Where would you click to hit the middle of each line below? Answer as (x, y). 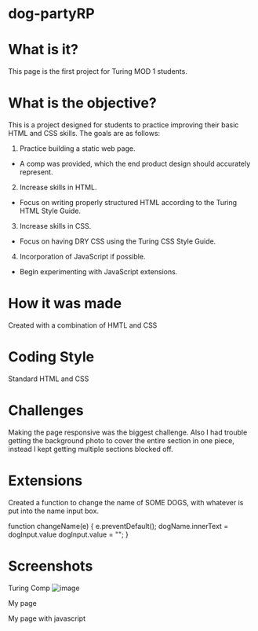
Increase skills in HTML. (58, 187)
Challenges (46, 411)
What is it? (44, 50)
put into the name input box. (54, 511)
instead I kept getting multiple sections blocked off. (91, 449)
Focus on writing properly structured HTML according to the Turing (128, 203)
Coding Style (51, 357)
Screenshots (51, 566)
